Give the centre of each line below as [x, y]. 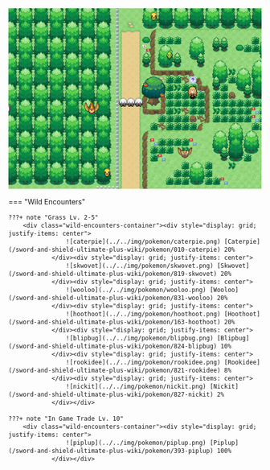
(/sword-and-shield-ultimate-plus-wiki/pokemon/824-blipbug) [113, 346]
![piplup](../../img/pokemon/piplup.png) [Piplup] [152, 443]
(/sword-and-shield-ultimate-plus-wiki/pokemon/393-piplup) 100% [120, 451]
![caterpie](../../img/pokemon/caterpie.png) [143, 241]
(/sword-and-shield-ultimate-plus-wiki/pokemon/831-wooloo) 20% [118, 298]
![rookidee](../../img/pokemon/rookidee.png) [143, 362]
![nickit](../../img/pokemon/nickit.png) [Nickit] [152, 386]
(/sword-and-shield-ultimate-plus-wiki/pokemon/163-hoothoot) [115, 322]
